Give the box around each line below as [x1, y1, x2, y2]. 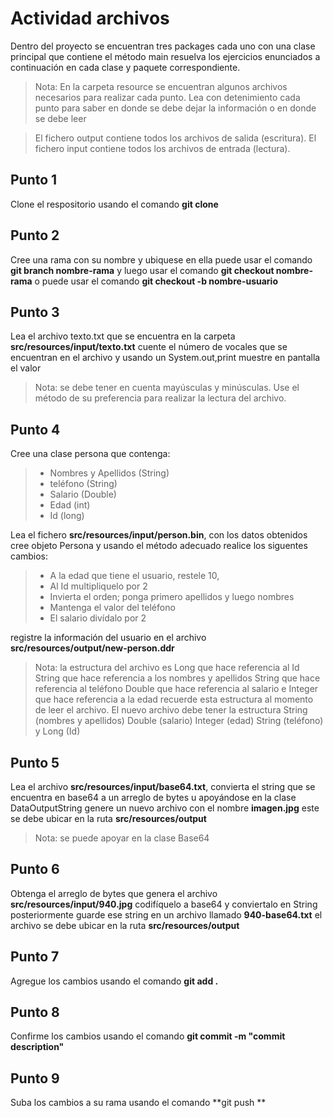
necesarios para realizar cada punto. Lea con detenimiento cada [34, 91, 301, 103]
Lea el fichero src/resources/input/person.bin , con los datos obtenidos [10, 529, 308, 541]
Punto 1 [10, 172, 58, 189]
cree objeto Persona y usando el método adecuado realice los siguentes [10, 540, 308, 552]
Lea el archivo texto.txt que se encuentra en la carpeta [10, 330, 236, 342]
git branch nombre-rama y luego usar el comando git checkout [10, 264, 275, 276]
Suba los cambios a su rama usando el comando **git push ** [10, 1097, 267, 1109]
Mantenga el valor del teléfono [49, 602, 176, 614]
